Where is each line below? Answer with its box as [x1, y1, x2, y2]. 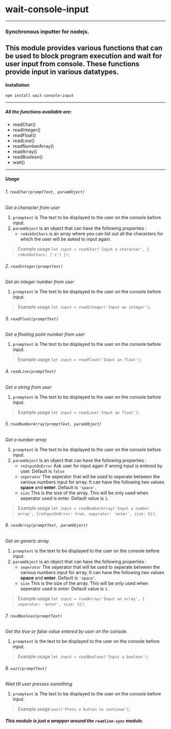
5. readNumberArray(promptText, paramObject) [5, 421, 102, 427]
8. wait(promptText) [5, 665, 47, 671]
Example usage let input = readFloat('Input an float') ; [17, 357, 141, 363]
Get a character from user [5, 205, 60, 210]
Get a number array [5, 437, 47, 443]
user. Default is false [20, 468, 65, 474]
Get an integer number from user [5, 279, 75, 285]
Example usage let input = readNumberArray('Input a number [17, 505, 150, 511]
